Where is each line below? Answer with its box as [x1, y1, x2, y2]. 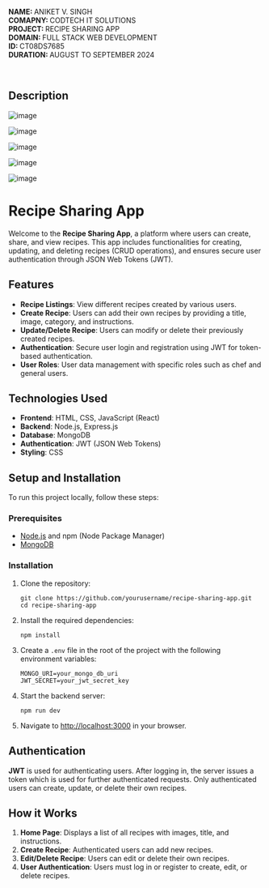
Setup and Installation [8, 471, 121, 485]
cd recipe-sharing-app [19, 601, 97, 609]
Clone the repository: [19, 578, 91, 588]
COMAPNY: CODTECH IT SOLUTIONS [8, 15, 137, 25]
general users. [19, 368, 69, 378]
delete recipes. [19, 871, 70, 881]
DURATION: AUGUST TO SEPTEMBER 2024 [8, 50, 155, 59]
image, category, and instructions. [19, 316, 135, 327]
